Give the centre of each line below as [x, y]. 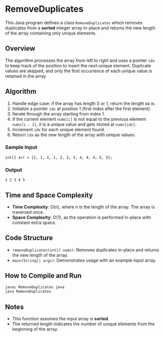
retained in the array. [26, 76]
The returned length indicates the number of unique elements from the [83, 324]
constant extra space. [34, 223]
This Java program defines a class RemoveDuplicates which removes [74, 23]
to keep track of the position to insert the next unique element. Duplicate [78, 65]
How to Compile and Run [43, 276]
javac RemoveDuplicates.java [35, 287]
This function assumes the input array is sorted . [61, 319]
